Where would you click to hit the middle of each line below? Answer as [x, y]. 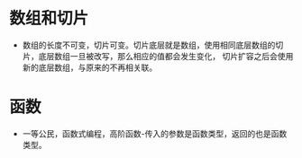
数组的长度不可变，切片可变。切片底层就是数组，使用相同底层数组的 [149, 45]
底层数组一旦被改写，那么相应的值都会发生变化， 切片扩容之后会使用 [166, 56]
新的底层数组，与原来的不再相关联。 [90, 67]
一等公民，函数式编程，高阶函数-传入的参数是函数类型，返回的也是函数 [155, 133]
